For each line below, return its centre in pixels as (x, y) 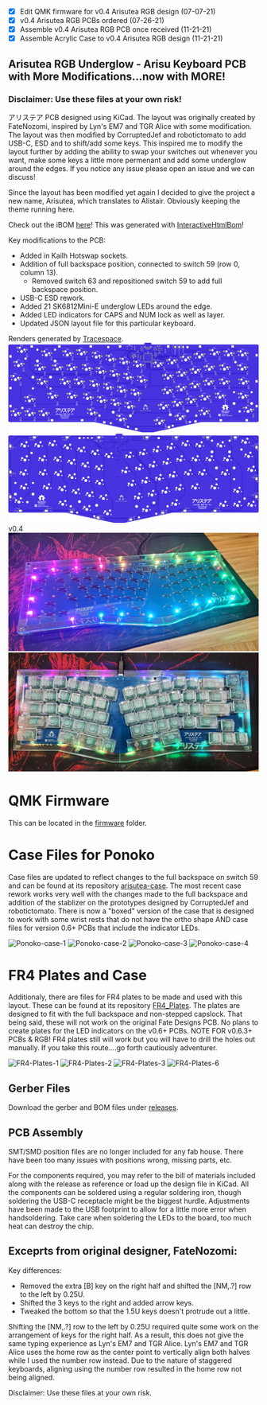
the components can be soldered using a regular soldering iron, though (125, 1193)
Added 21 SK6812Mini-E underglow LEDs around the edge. (116, 306)
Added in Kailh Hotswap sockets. (74, 255)
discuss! (22, 177)
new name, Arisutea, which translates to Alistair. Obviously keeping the (124, 200)
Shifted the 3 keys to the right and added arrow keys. (106, 1302)
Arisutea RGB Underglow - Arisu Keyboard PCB (127, 64)
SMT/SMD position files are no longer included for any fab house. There (126, 1152)
